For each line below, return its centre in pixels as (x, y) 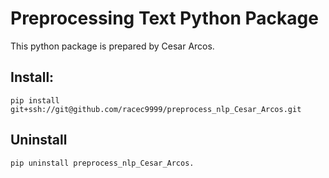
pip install (35, 100)
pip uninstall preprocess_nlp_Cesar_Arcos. (102, 163)
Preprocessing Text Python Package (164, 18)
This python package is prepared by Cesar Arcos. (112, 46)
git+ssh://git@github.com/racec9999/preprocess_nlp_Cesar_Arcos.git (156, 109)
